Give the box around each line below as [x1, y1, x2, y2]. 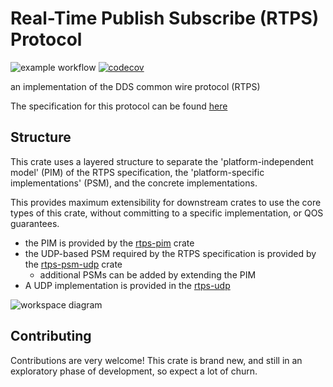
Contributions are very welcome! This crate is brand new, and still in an [10, 354, 303, 366]
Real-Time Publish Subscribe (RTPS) [10, 7, 320, 30]
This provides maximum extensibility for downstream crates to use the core [10, 196, 322, 208]
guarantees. [10, 217, 60, 229]
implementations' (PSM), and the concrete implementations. [10, 177, 258, 189]
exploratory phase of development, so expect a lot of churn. [10, 365, 258, 377]
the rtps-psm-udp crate [24, 258, 123, 270]
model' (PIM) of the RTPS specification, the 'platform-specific [10, 166, 265, 178]
